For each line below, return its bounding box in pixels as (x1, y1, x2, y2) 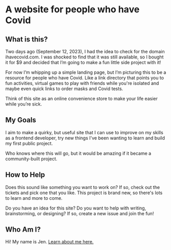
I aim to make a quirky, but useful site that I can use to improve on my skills (5, 129, 164, 135)
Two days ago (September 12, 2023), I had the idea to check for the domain (5, 49, 165, 54)
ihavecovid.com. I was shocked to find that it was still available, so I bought (5, 54, 164, 60)
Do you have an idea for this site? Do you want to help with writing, (5, 205, 146, 211)
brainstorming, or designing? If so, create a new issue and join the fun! (5, 210, 154, 216)
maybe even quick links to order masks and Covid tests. (5, 86, 123, 92)
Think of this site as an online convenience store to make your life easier (5, 96, 158, 101)
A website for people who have (5, 4, 140, 15)
